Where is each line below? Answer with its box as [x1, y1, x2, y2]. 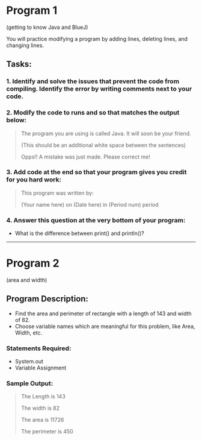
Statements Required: [6, 344, 72, 353]
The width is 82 [20, 404, 60, 412]
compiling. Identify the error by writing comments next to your [6, 85, 192, 93]
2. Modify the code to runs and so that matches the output [6, 108, 180, 117]
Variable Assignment [14, 364, 67, 371]
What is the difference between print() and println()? [14, 230, 144, 237]
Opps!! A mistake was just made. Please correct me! [20, 153, 150, 160]
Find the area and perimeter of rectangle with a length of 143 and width [14, 310, 192, 317]
